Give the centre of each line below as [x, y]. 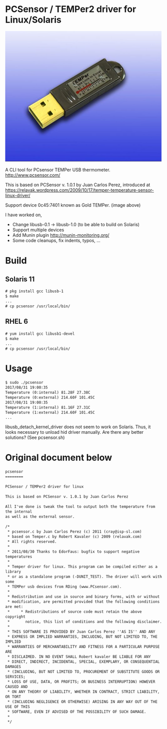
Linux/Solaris [33, 20]
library [13, 571]
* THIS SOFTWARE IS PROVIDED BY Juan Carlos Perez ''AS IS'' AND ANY [81, 631]
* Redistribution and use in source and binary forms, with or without [83, 596]
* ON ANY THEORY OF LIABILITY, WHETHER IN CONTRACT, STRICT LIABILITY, [83, 691]
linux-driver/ [18, 195]
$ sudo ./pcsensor [24, 382]
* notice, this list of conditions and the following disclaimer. [85, 621]
